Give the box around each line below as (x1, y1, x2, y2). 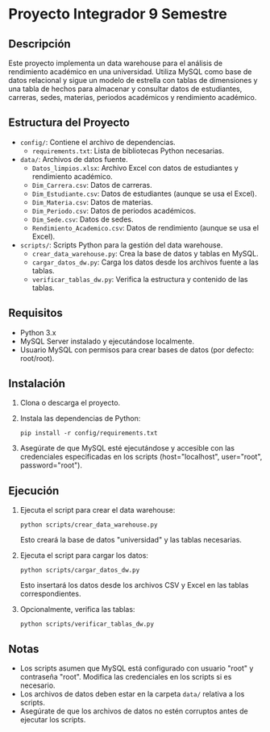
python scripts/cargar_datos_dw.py (19, 566, 140, 575)
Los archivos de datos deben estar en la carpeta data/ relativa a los (19, 689, 245, 699)
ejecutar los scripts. (19, 715, 86, 725)
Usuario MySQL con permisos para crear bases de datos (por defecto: (19, 344, 255, 355)
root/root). (19, 353, 55, 363)
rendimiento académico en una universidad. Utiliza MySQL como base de (8, 67, 252, 77)
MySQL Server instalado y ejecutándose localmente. (19, 336, 195, 346)
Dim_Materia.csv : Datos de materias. (31, 197, 153, 206)
